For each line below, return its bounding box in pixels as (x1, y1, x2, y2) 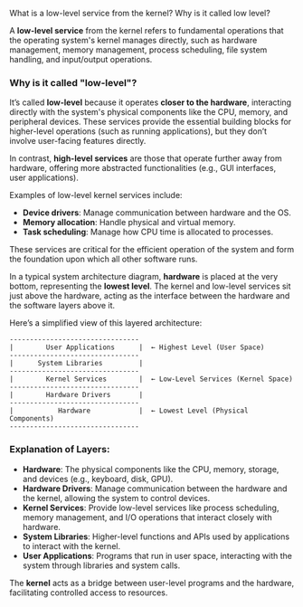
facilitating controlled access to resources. (9, 587, 168, 598)
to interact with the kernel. (22, 540, 120, 551)
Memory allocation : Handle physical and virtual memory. (22, 217, 236, 228)
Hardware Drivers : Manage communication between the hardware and (22, 483, 288, 494)
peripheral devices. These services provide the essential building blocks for (9, 117, 292, 128)
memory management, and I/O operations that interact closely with (22, 511, 273, 523)
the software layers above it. (9, 300, 116, 311)
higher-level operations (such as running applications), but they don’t (9, 126, 268, 137)
